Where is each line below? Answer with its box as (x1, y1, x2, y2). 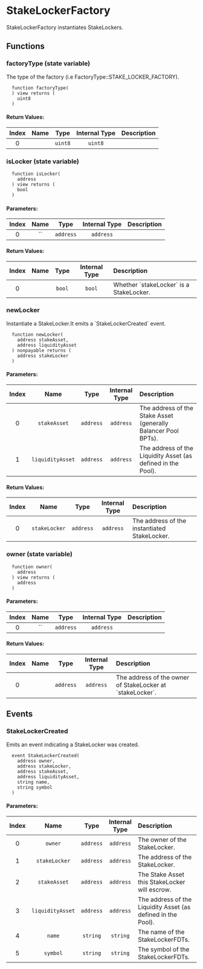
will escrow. (138, 885, 172, 893)
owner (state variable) (6, 550, 72, 559)
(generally (139, 419, 169, 427)
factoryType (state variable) (6, 59, 91, 68)
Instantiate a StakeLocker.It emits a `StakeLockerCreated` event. (6, 320, 166, 327)
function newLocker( (11, 331, 63, 338)
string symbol (17, 784, 53, 790)
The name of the (138, 927, 185, 936)
